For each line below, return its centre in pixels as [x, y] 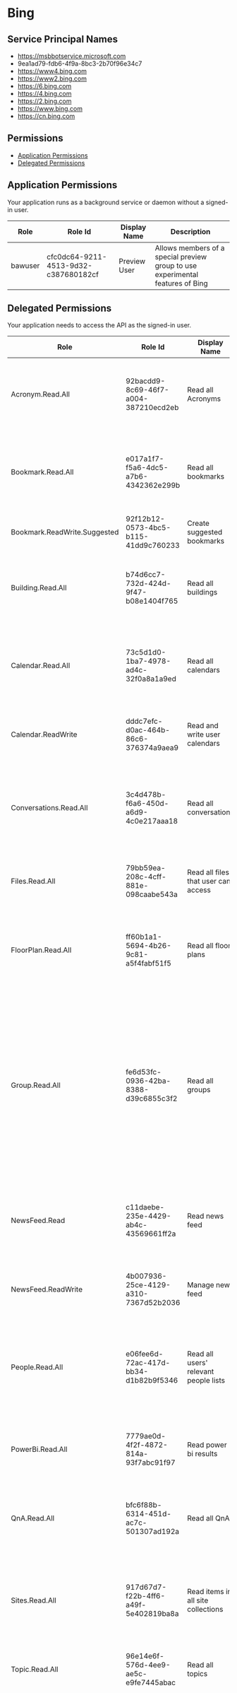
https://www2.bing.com [52, 78]
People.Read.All [37, 1367]
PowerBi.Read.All [39, 1449]
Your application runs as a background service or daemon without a [106, 202]
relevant [200, 1371]
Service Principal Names [63, 39]
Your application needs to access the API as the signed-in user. [99, 325]
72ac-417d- [148, 1363]
